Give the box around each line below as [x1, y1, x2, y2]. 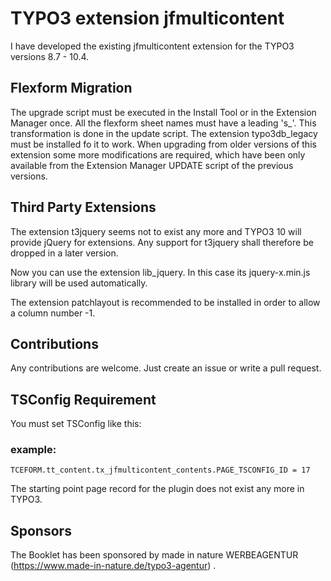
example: [10, 443, 57, 457]
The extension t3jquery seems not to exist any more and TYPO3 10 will [10, 225, 302, 237]
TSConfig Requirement [10, 391, 157, 408]
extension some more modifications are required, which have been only [10, 148, 306, 161]
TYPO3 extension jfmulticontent [10, 7, 285, 30]
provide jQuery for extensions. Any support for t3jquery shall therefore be [10, 236, 314, 248]
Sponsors [10, 522, 72, 539]
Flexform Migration [10, 80, 133, 97]
